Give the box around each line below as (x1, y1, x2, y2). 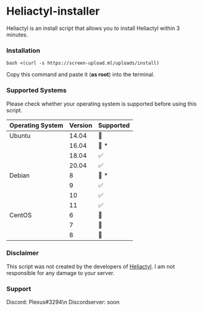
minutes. (6, 31, 29, 38)
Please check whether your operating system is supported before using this (6, 100, 197, 108)
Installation (6, 46, 41, 54)
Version (69, 121, 93, 130)
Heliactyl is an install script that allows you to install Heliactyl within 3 (6, 24, 180, 32)
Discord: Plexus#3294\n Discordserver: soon (6, 298, 120, 306)
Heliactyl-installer (6, 4, 100, 18)
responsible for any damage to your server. (6, 269, 115, 276)
